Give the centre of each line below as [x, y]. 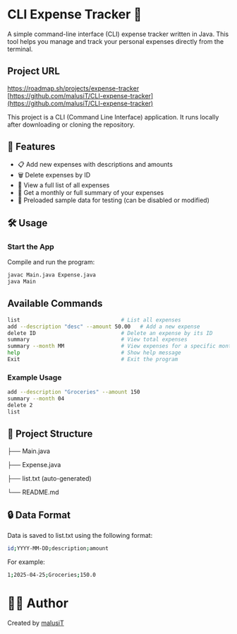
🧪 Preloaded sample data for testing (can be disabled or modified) [113, 200]
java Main [22, 282]
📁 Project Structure [50, 434]
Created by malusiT [36, 623]
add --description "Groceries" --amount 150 [74, 392]
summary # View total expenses [98, 340]
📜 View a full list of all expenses [63, 185]
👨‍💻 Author [38, 603]
